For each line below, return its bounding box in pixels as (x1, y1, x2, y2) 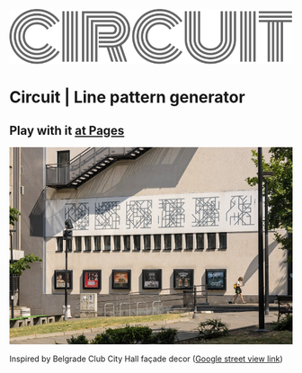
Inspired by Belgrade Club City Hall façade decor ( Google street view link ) (9, 353, 283, 364)
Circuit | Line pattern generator (9, 87, 245, 108)
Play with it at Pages (9, 122, 125, 138)
